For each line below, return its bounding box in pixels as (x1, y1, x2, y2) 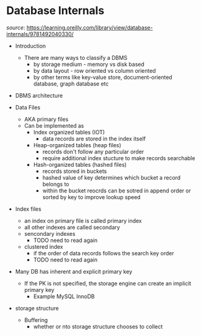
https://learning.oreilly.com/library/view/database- (26, 24, 153, 31)
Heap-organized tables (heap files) (33, 141, 122, 148)
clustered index (24, 243, 63, 250)
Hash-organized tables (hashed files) (33, 161, 127, 168)
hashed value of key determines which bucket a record (42, 173, 181, 181)
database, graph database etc (33, 80, 109, 87)
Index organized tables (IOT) (33, 128, 105, 136)
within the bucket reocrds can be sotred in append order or (42, 187, 191, 194)
